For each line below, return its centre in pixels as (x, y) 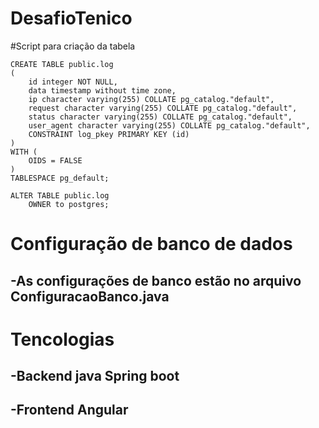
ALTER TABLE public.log (60, 195)
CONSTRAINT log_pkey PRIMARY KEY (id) (109, 134)
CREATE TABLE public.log (62, 64)
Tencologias (62, 339)
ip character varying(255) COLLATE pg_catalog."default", (151, 99)
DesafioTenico (71, 18)
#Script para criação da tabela (73, 46)
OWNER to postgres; (69, 204)
